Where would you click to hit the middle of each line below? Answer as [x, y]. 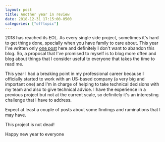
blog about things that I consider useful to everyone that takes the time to [80, 59]
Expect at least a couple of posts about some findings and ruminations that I [83, 110]
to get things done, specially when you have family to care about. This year [82, 43]
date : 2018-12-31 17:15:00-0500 [38, 19]
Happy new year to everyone [35, 134]
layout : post [19, 10]
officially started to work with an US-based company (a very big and [75, 79]
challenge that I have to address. [38, 100]
